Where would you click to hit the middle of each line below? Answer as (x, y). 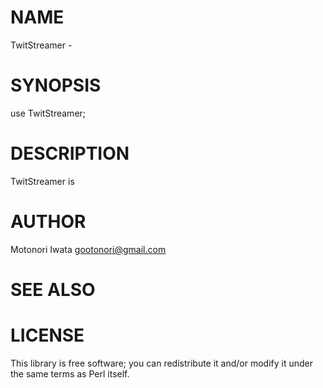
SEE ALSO (53, 289)
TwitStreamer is (42, 181)
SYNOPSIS (56, 85)
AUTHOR (48, 222)
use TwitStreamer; (48, 113)
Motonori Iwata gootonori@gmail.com (88, 249)
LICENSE (47, 335)
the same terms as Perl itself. (70, 373)
